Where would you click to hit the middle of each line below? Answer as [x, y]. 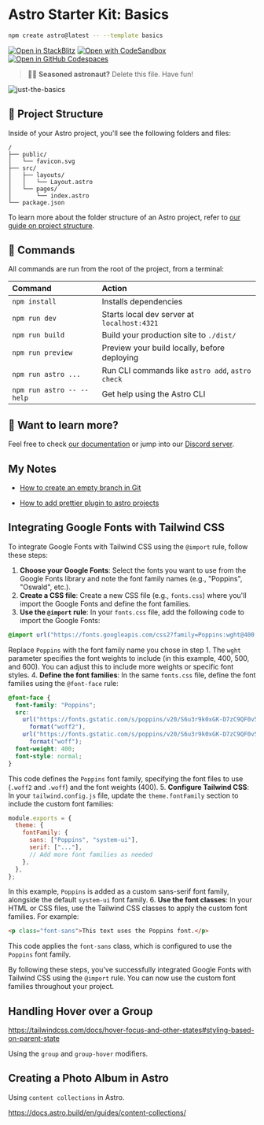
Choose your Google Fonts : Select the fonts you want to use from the [133, 570]
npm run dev [35, 319]
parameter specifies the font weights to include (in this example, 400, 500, [129, 658]
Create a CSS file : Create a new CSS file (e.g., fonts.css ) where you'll [133, 595]
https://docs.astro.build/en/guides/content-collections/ [97, 1112]
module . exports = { [40, 818]
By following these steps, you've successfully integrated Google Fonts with [130, 970]
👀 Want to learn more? [64, 425]
